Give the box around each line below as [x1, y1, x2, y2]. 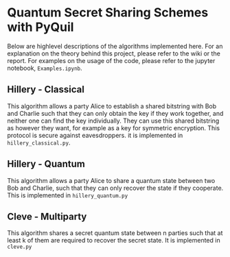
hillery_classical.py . [7, 138, 71, 147]
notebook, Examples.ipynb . [7, 64, 82, 72]
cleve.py [7, 243, 32, 251]
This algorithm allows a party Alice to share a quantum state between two [7, 176, 216, 184]
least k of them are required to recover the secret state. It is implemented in [7, 236, 221, 245]
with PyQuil [7, 19, 74, 35]
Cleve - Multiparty [7, 210, 87, 222]
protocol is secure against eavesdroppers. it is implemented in [7, 131, 183, 139]
